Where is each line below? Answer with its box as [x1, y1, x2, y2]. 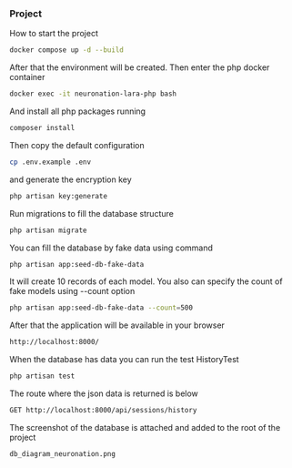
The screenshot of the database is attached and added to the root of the [9, 422, 281, 432]
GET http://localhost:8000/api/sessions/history [9, 406, 197, 415]
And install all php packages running [9, 106, 146, 117]
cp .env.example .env [9, 158, 92, 167]
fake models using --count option [9, 286, 136, 297]
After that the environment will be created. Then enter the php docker [9, 62, 270, 73]
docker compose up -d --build [9, 46, 125, 55]
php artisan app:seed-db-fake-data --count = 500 [9, 303, 194, 312]
